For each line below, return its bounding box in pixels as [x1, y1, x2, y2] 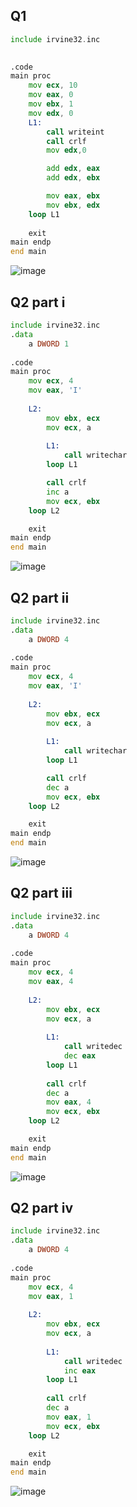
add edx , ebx [46, 173, 101, 183]
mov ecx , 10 [28, 80, 78, 91]
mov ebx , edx [46, 200, 101, 210]
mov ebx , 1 [28, 99, 74, 109]
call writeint [46, 127, 105, 137]
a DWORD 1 [28, 339, 70, 349]
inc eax [63, 1365, 97, 1376]
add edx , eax [46, 164, 101, 174]
